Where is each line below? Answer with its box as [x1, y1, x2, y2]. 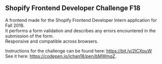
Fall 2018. [5, 22, 25, 28]
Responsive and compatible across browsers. [5, 38, 98, 44]
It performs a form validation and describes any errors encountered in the [5, 27, 156, 34]
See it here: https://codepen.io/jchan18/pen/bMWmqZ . [5, 53, 117, 59]
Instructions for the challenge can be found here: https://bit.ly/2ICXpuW [5, 48, 152, 54]
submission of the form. [5, 33, 54, 39]
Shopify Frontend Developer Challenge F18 [5, 4, 141, 12]
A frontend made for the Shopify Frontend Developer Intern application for [5, 17, 158, 23]
